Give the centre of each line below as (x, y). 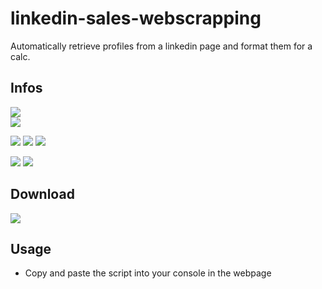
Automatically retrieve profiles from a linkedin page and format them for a (161, 46)
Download (42, 194)
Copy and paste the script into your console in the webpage (148, 273)
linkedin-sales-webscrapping (136, 18)
